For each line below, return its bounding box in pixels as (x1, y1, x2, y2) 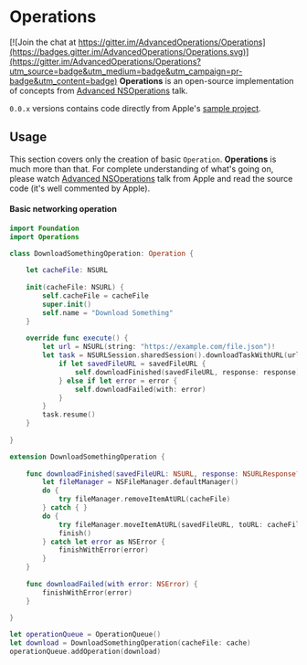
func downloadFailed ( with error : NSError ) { (26, 579, 198, 588)
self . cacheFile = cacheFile (42, 291, 149, 301)
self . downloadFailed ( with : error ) (74, 385, 206, 394)
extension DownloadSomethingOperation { (9, 452, 166, 461)
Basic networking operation (9, 204, 117, 215)
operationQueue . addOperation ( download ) (9, 647, 162, 657)
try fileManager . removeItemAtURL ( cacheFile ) (58, 495, 231, 504)
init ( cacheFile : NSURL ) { (26, 283, 125, 292)
